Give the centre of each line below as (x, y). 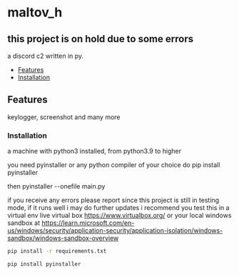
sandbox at (24, 223)
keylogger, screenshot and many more (64, 117)
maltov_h (35, 12)
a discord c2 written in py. (46, 56)
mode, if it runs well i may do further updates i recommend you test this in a (118, 208)
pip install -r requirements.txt (57, 251)
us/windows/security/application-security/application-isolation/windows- (115, 231)
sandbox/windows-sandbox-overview (63, 238)
